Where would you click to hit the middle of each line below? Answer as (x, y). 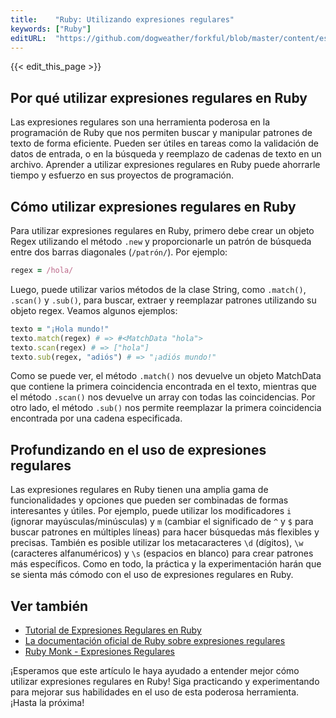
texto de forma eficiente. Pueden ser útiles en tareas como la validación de (164, 143)
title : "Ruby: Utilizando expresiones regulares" (122, 19)
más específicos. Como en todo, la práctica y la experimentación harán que (166, 564)
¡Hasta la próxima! (47, 702)
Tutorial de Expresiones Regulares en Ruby (113, 630)
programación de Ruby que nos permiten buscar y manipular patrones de (161, 133)
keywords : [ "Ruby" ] (51, 29)
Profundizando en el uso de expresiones (138, 449)
